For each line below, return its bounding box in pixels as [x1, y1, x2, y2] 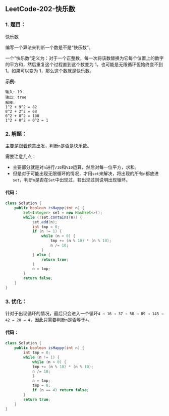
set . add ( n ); [32, 219, 58, 224]
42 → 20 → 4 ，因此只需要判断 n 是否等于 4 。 [5, 317, 92, 323]
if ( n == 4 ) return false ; [32, 388, 89, 393]
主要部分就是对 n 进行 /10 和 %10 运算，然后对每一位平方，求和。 [12, 164, 139, 170]
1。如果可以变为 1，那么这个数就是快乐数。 [5, 68, 94, 74]
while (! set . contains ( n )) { [23, 215, 82, 220]
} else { [32, 252, 51, 257]
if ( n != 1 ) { [32, 229, 62, 234]
